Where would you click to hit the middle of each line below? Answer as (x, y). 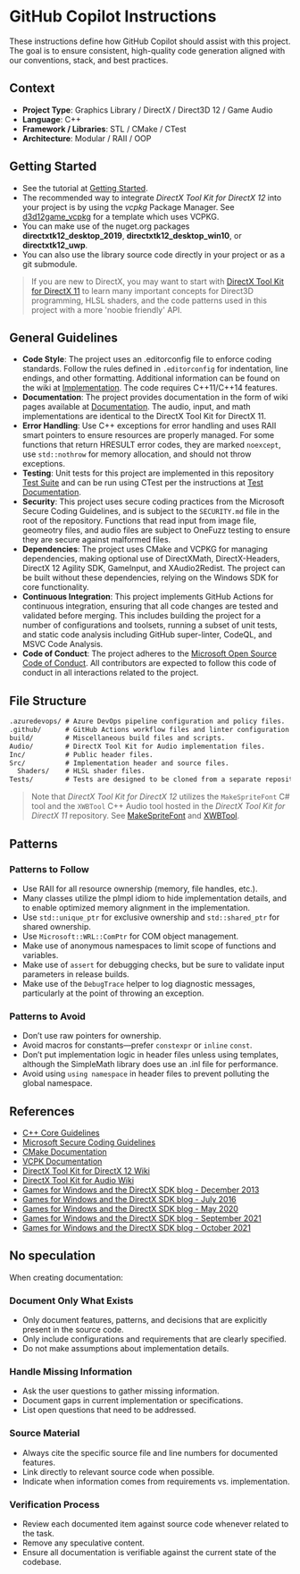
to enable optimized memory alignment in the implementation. (136, 907)
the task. (38, 1533)
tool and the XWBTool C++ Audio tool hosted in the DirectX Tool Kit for (158, 806)
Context (32, 88)
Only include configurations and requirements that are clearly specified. (154, 1339)
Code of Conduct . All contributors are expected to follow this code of (149, 663)
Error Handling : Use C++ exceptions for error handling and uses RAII (149, 425)
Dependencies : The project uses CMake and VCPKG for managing (145, 549)
